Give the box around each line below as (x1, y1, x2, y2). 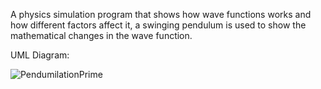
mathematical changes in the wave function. (10, 30, 193, 41)
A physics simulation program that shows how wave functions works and (10, 9, 312, 20)
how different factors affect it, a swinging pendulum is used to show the (10, 19, 307, 31)
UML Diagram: (10, 49, 70, 61)
